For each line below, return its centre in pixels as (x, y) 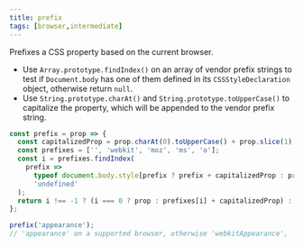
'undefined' (55, 184)
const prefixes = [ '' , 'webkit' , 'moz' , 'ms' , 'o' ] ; (119, 151)
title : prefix (36, 18)
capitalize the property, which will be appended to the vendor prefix (148, 107)
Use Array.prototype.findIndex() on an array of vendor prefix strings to (157, 69)
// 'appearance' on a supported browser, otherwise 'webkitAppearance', (149, 234)
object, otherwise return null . (78, 88)
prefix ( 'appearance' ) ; (52, 225)
